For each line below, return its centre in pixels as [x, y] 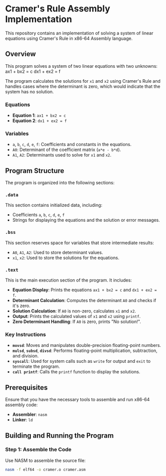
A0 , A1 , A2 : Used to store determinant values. [58, 252]
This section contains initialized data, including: [54, 205]
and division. [25, 356]
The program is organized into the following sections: [60, 183]
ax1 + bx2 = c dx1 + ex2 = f [33, 71]
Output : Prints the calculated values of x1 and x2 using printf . [77, 317]
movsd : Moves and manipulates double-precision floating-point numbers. [86, 345]
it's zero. [21, 306]
